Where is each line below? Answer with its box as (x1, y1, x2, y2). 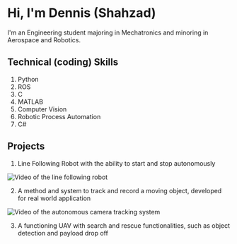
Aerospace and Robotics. (7, 35, 81, 44)
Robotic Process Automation (17, 112, 101, 121)
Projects (7, 140, 45, 152)
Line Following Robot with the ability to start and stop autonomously (17, 159, 216, 167)
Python (17, 75, 39, 83)
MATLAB (17, 97, 44, 106)
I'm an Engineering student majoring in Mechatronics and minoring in (7, 28, 209, 37)
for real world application (17, 194, 91, 202)
